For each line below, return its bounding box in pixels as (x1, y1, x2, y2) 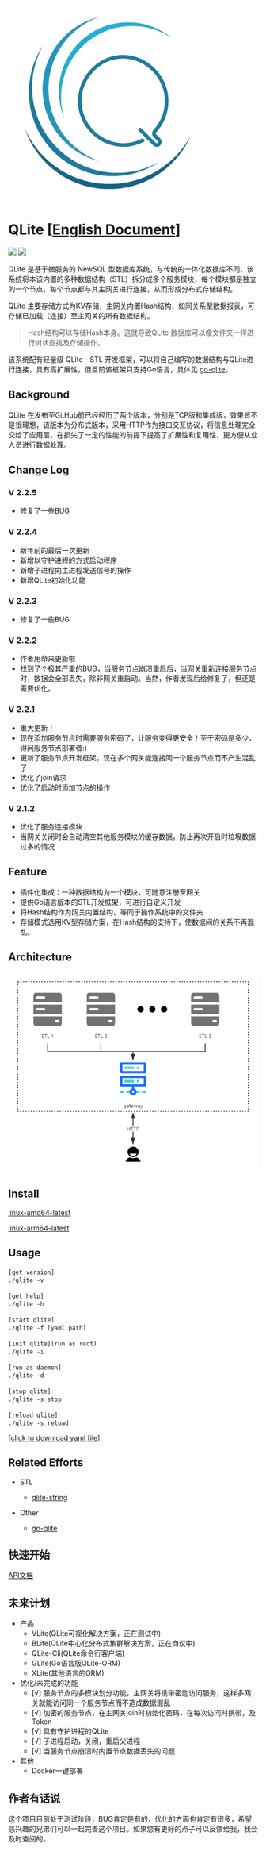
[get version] (8, 1268, 55, 1276)
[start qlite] (8, 1316, 55, 1324)
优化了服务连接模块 (19, 822, 83, 831)
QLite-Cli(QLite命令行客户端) (31, 1649, 125, 1658)
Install (8, 1187, 40, 1200)
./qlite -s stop (8, 1395, 62, 1403)
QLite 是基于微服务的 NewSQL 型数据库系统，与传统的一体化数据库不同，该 (8, 264, 254, 274)
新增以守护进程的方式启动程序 (19, 555, 117, 565)
